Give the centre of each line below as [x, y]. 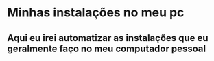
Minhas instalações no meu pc [96, 13]
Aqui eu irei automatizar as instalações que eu [108, 38]
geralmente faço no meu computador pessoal [107, 48]
